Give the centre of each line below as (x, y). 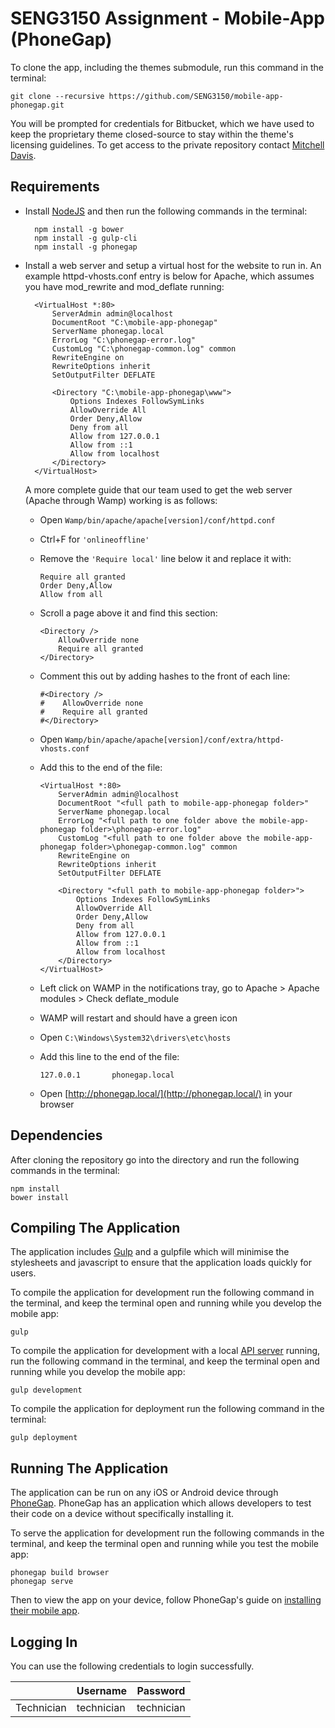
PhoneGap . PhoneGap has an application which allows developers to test (161, 1503)
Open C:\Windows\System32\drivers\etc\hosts (135, 1037)
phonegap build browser (60, 1573)
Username (102, 1690)
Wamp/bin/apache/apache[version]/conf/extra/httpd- (174, 740)
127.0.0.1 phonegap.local (107, 1075)
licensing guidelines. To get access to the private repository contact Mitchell (167, 144)
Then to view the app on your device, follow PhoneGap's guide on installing (166, 1600)
